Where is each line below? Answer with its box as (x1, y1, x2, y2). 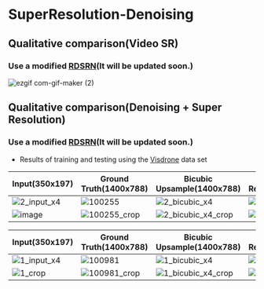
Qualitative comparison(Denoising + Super (8, 101, 222, 115)
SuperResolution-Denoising (8, 5, 194, 24)
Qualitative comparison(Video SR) (8, 37, 179, 50)
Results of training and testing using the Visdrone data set (19, 155, 207, 164)
